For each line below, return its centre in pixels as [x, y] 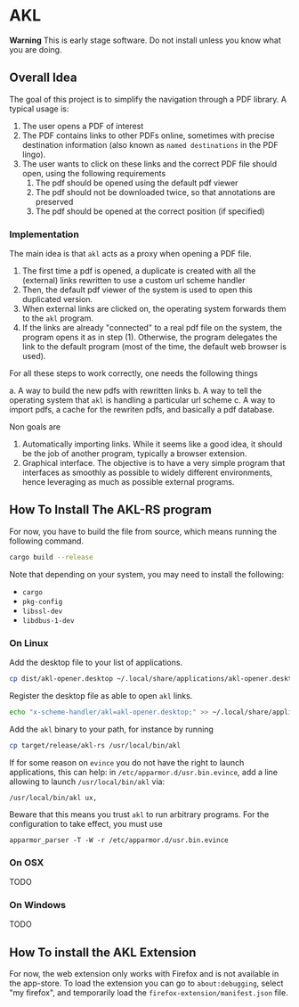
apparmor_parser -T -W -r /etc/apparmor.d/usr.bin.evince [119, 840]
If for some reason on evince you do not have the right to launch [127, 762]
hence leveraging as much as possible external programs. [128, 482]
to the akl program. [57, 318]
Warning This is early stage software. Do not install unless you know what [145, 40]
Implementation [44, 234]
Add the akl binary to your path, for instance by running [111, 729]
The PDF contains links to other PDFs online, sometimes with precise [148, 135]
